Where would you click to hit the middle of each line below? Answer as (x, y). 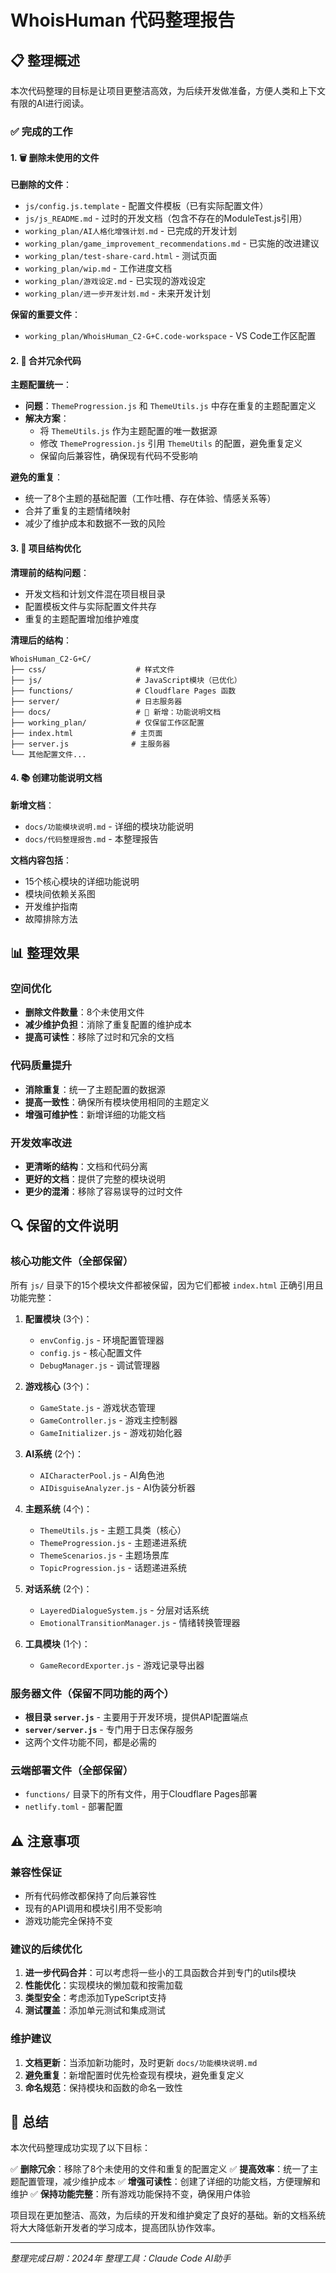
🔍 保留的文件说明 (64, 1226)
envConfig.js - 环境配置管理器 (102, 1340)
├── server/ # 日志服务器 (96, 701)
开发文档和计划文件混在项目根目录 (95, 593)
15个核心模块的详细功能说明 (82, 881)
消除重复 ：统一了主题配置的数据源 (95, 1089)
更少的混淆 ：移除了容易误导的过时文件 (103, 1192)
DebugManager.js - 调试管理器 (100, 1365)
